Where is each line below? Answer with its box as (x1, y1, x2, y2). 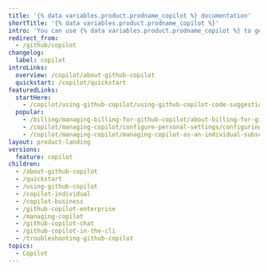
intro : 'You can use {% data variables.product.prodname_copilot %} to (8, 26, 251, 34)
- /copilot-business (15, 197, 84, 205)
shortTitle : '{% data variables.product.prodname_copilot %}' (8, 19, 219, 27)
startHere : (15, 93, 52, 101)
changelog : (8, 49, 45, 57)
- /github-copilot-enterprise (15, 204, 116, 212)
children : (8, 161, 41, 169)
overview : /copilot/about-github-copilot (15, 71, 156, 79)
